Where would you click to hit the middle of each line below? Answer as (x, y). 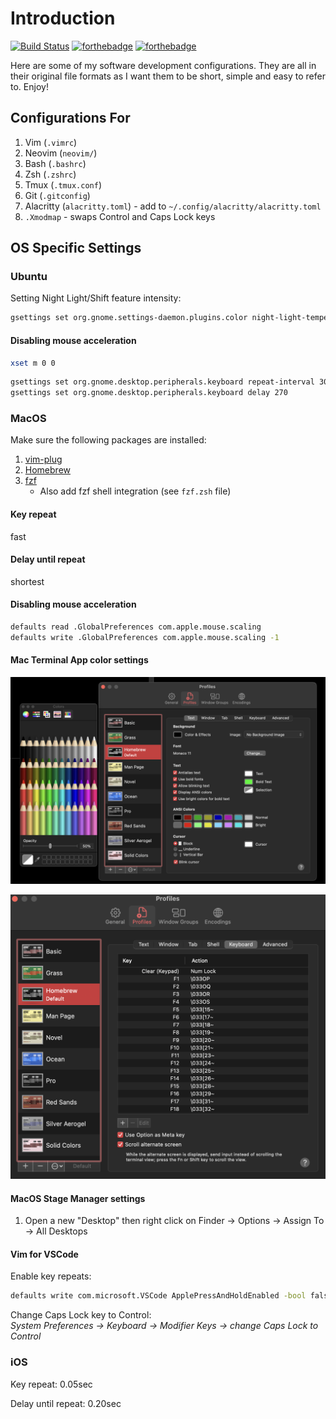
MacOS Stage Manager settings (78, 1198)
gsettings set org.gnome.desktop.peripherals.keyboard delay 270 (149, 393)
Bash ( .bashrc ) (55, 163)
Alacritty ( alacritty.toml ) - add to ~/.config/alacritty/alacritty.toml (173, 206)
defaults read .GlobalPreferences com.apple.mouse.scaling (136, 627)
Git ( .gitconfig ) (57, 195)
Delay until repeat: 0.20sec (66, 1403)
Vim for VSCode (44, 1254)
